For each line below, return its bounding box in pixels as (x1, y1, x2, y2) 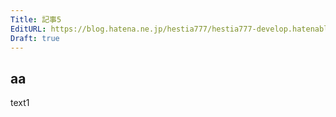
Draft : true (10, 33, 60, 43)
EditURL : (10, 24, 47, 34)
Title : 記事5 (10, 14, 62, 25)
